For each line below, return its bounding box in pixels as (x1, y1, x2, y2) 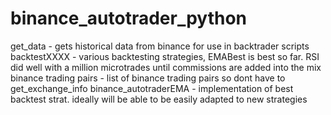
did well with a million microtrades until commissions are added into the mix (10, 61, 322, 73)
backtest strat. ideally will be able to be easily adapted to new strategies (10, 93, 308, 105)
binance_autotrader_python (10, 7, 248, 30)
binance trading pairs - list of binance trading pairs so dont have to (10, 72, 286, 84)
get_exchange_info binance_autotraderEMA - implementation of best (10, 82, 294, 94)
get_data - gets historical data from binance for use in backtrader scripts (10, 40, 310, 52)
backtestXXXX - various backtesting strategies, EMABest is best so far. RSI (10, 50, 320, 62)
